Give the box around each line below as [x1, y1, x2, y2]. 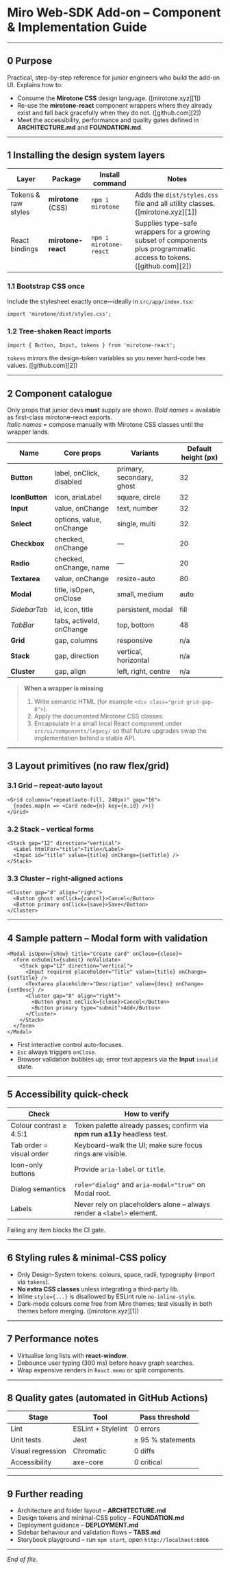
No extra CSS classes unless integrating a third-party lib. [16, 1285, 179, 1293]
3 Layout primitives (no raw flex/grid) [7, 760, 170, 772]
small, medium [116, 589, 164, 598]
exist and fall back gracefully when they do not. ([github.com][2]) [16, 108, 202, 117]
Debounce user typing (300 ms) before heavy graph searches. [16, 1359, 194, 1367]
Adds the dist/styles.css [134, 190, 218, 200]
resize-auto [116, 574, 155, 583]
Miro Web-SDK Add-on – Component [7, 5, 221, 21]
